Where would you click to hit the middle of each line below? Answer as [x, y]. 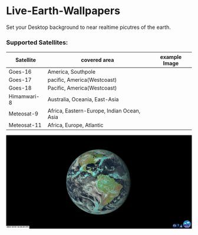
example [171, 57]
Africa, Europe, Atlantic [75, 125]
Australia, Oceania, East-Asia [83, 100]
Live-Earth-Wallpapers [63, 11]
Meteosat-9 [23, 114]
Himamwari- [24, 96]
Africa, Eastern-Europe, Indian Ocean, [94, 111]
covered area [98, 60]
